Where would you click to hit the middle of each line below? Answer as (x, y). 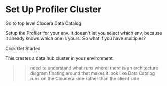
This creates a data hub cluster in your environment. (60, 58)
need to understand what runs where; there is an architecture (94, 68)
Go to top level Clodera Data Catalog (44, 23)
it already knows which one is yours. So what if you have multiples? (75, 38)
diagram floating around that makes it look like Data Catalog (93, 73)
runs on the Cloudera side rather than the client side (85, 78)
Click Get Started (23, 48)
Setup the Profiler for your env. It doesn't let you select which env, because (84, 33)
